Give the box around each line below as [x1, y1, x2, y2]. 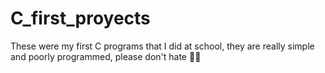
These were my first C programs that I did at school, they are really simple [10, 40, 315, 52]
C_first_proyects [10, 7, 151, 30]
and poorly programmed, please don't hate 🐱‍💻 [10, 50, 202, 62]
